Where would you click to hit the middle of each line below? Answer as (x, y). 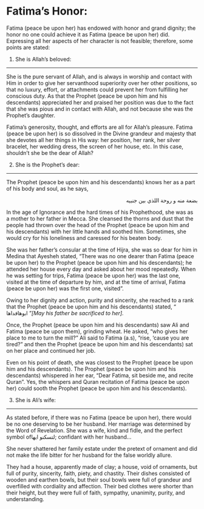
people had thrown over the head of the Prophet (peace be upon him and (98, 225)
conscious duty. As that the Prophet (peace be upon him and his (87, 96)
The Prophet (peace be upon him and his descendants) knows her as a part (101, 182)
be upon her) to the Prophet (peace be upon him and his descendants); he (99, 262)
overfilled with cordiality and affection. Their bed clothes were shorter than (100, 486)
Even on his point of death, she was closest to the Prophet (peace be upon (100, 362)
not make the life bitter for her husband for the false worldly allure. (89, 455)
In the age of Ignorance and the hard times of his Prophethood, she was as (100, 212)
